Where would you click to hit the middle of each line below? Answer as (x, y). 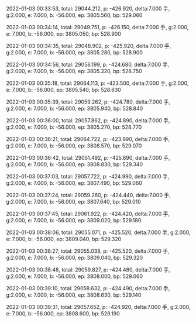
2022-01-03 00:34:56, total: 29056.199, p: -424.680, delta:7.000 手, (88, 64)
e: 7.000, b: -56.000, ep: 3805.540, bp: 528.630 (63, 90)
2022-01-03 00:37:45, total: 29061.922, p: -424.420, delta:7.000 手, (88, 214)
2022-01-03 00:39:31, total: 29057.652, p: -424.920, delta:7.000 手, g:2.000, (98, 307)
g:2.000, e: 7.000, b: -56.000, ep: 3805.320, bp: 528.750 (74, 71)
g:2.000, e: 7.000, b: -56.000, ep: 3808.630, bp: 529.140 (74, 295)
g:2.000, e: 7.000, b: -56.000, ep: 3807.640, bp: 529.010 (74, 202)
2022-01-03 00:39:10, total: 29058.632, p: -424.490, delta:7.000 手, (88, 288)
